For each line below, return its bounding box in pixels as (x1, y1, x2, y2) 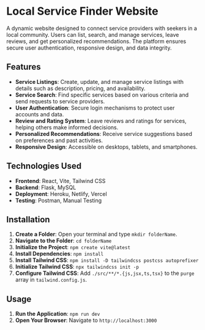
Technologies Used (6, 161, 81, 171)
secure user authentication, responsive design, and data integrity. (6, 44, 172, 51)
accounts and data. (15, 110, 64, 118)
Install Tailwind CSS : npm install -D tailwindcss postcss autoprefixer (15, 257, 199, 264)
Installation (6, 214, 50, 225)
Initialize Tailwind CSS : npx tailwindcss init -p (15, 263, 140, 271)
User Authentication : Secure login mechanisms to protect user (15, 104, 175, 111)
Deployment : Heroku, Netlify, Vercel (15, 190, 107, 197)
